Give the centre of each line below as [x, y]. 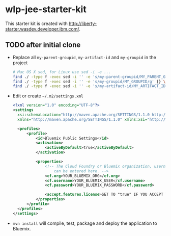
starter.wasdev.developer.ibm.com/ [42, 29]
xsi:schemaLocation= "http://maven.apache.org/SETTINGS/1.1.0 [84, 115]
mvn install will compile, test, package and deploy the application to [85, 223]
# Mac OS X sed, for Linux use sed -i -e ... [62, 72]
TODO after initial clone [43, 45]
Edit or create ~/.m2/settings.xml [48, 96]
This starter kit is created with [36, 23]
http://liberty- [83, 23]
